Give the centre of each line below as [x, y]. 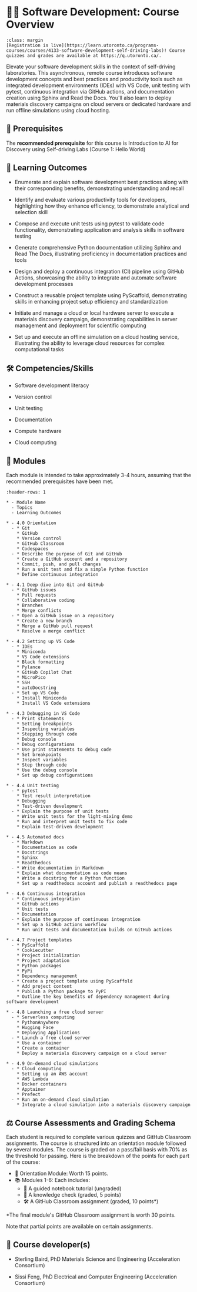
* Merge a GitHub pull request [55, 626]
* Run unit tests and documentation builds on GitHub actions [94, 930]
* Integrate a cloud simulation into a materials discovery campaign [104, 1105]
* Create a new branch [44, 621]
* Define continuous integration [58, 575]
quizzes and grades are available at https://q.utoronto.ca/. [84, 55]
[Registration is [27, 45]
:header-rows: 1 [26, 492]
